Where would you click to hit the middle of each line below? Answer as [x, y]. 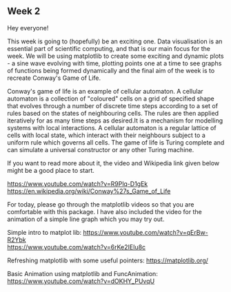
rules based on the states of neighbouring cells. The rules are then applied [113, 113]
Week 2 [24, 11]
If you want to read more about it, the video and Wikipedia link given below [113, 163]
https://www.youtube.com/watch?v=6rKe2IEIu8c [77, 247]
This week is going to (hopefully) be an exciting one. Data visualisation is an [115, 41]
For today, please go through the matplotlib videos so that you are [101, 204]
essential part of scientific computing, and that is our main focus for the [109, 48]
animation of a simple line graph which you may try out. [86, 219]
